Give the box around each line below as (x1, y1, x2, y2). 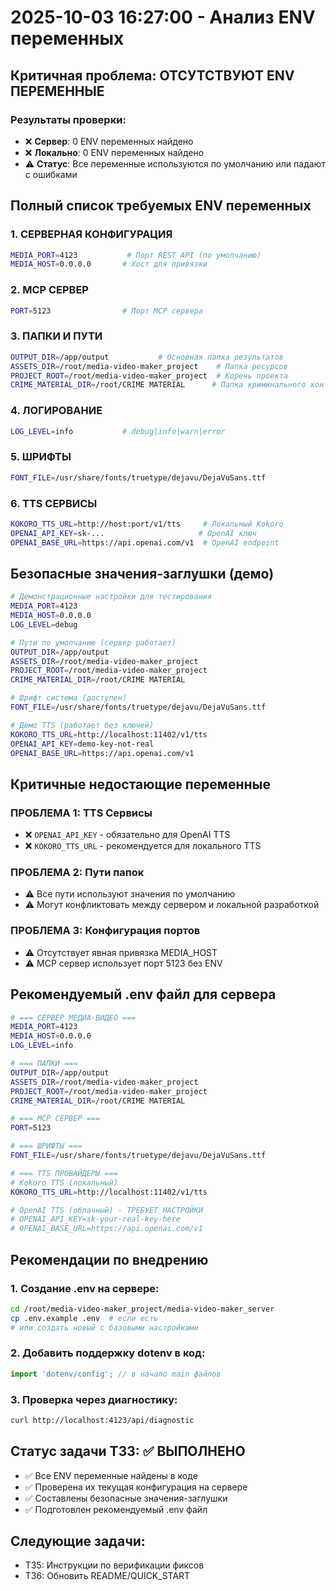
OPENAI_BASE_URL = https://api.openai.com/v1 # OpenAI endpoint (10, 537, 280, 548)
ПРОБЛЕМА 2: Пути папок (10, 866, 145, 880)
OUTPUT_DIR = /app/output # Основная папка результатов (10, 352, 284, 362)
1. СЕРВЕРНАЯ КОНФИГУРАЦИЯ (10, 227, 173, 241)
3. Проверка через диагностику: (10, 1392, 178, 1406)
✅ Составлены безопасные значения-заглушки (24, 1492, 228, 1504)
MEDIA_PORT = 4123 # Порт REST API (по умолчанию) (10, 250, 262, 260)
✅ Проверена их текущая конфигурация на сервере (24, 1481, 248, 1493)
